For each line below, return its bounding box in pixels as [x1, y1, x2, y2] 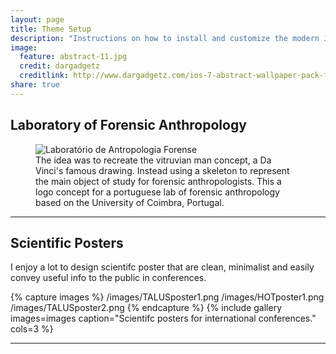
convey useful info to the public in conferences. [10, 272, 207, 284]
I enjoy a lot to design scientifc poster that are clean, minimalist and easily [10, 261, 315, 273]
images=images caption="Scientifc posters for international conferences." [10, 312, 317, 325]
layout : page [10, 14, 65, 25]
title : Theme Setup [10, 24, 92, 34]
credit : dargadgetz [19, 61, 101, 71]
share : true [10, 80, 60, 90]
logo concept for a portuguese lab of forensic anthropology [35, 186, 280, 198]
